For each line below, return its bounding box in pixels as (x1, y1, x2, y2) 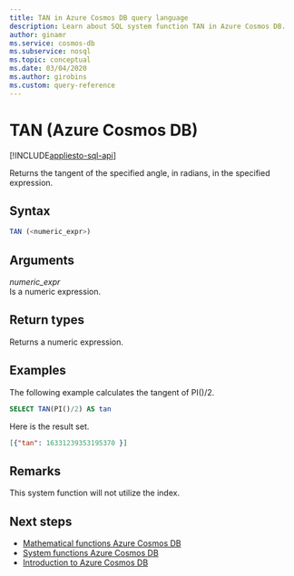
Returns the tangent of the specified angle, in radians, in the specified (9, 167, 270, 178)
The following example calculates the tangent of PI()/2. (9, 386, 215, 397)
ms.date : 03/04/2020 (9, 64, 88, 73)
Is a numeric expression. (9, 287, 102, 298)
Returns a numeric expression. (9, 337, 124, 347)
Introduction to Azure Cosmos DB (22, 557, 149, 568)
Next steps (9, 513, 73, 529)
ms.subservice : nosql (9, 47, 92, 56)
